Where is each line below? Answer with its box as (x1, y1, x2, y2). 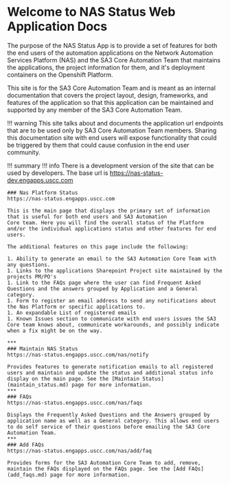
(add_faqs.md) (7, 471, 48, 478)
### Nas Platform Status (7, 189, 78, 196)
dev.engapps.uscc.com (7, 176, 73, 184)
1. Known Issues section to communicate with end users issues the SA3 (7, 315, 216, 322)
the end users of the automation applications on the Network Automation (7, 49, 214, 57)
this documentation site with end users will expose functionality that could (7, 133, 217, 141)
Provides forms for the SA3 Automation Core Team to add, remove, (7, 459, 201, 466)
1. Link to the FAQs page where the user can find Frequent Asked (7, 279, 201, 286)
